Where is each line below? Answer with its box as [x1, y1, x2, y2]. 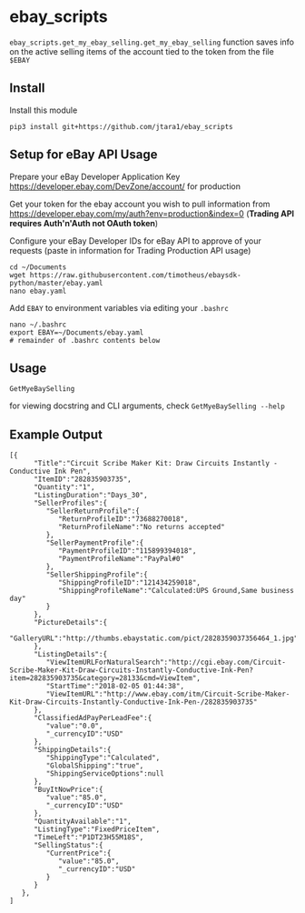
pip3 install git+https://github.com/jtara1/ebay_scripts [9, 122, 233, 131]
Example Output [9, 426, 103, 442]
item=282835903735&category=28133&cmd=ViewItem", [9, 674, 202, 683]
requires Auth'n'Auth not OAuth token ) [9, 217, 159, 228]
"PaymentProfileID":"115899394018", [57, 547, 197, 556]
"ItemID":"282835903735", [33, 475, 132, 484]
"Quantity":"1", [33, 483, 95, 492]
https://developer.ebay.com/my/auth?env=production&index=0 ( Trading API [9, 207, 295, 219]
